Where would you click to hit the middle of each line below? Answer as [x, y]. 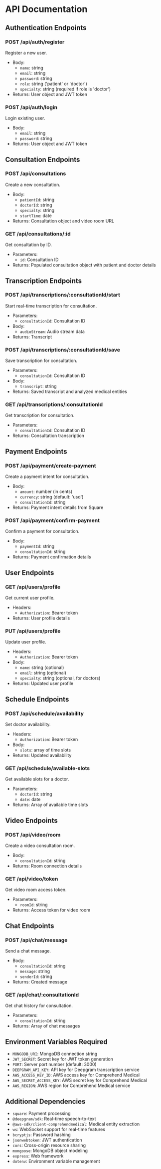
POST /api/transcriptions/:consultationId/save [63, 349]
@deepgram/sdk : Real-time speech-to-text [54, 1118]
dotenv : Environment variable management [56, 1161]
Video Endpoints [32, 820]
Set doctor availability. [28, 724]
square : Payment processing [41, 1113]
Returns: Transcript [32, 336]
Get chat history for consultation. [39, 1005]
